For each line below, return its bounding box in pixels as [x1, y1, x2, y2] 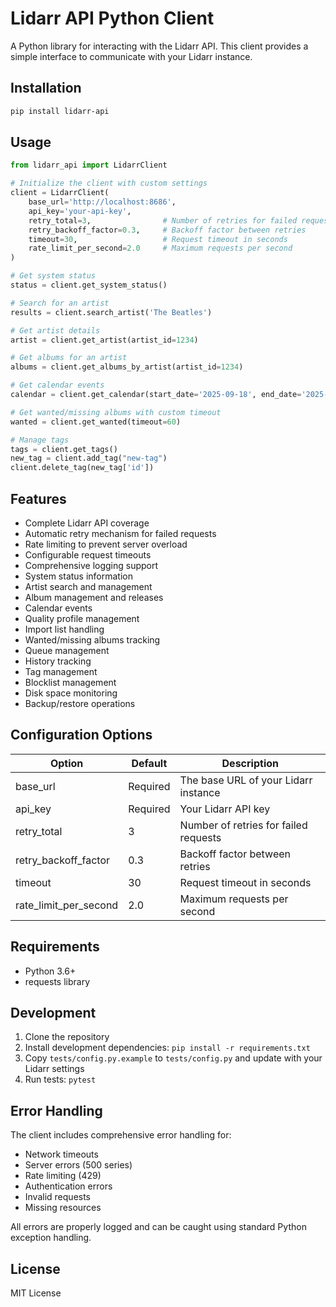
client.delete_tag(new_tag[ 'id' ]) [10, 463, 155, 473]
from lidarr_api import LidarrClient [10, 160, 168, 171]
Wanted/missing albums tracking [24, 634, 161, 646]
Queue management [24, 645, 110, 656]
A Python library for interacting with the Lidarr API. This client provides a [10, 40, 309, 52]
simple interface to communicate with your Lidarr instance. [10, 50, 253, 62]
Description [221, 756, 279, 770]
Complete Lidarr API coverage [24, 517, 150, 529]
